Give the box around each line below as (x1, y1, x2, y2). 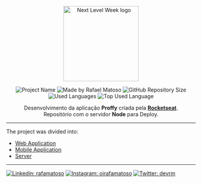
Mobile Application (14, 146, 62, 153)
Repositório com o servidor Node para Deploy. (43, 111, 159, 117)
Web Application (14, 140, 56, 147)
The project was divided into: (6, 128, 79, 135)
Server (14, 152, 32, 160)
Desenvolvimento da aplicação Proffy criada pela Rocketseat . (23, 104, 179, 111)
